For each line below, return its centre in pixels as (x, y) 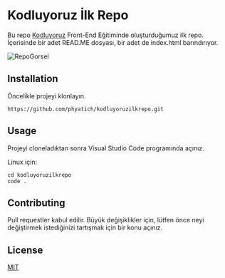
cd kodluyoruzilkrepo (40, 175)
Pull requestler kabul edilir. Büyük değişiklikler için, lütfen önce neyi (106, 220)
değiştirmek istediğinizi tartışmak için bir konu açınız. (85, 227)
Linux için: (22, 162)
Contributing (36, 203)
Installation (33, 79)
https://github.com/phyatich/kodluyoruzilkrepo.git (85, 109)
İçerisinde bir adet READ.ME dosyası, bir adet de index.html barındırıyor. (113, 42)
